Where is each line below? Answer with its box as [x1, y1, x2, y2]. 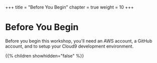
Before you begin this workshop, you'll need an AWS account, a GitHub [5, 38, 152, 44]
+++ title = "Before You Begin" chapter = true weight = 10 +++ [5, 4, 134, 10]
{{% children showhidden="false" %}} [5, 53, 84, 59]
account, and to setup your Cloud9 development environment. [5, 43, 134, 49]
